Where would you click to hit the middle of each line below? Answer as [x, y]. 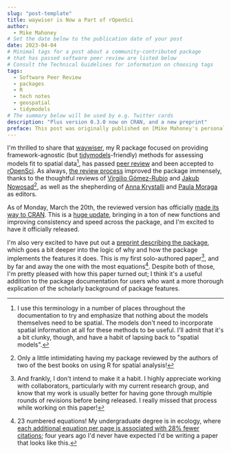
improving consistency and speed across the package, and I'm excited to [111, 222]
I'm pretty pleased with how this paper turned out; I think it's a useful [105, 274]
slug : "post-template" [40, 13]
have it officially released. [43, 229]
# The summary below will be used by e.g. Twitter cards [90, 115]
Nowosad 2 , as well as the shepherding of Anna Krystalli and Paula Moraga [112, 186]
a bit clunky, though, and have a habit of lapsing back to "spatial [108, 337]
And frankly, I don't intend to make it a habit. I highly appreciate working [119, 379]
